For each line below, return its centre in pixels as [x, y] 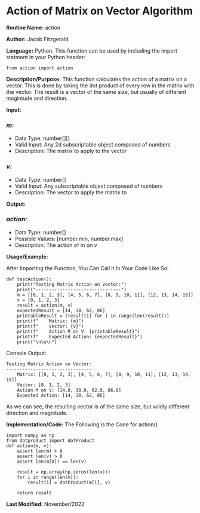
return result [34, 493]
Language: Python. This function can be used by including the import [92, 51]
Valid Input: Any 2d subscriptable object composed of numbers [93, 145]
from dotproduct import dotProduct [50, 441]
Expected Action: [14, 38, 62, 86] [61, 395]
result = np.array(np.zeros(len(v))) [64, 472]
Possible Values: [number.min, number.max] [69, 239]
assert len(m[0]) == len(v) [52, 462]
